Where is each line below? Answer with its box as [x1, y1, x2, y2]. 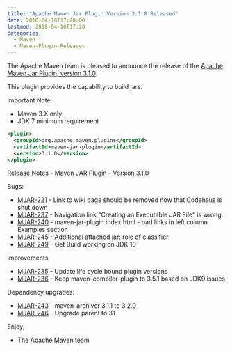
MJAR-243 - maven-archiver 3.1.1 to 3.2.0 [17, 302, 137, 310]
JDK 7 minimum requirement [17, 117, 99, 125]
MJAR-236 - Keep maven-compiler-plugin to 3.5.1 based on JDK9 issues [17, 274, 226, 283]
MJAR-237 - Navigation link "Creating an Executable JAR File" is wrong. [17, 210, 224, 219]
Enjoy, [7, 322, 25, 331]
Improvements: [7, 253, 51, 262]
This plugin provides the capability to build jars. [7, 83, 143, 91]
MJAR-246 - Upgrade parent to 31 [17, 309, 116, 318]
